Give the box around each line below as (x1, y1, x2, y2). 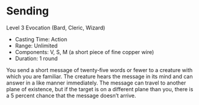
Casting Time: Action (14, 35, 68, 43)
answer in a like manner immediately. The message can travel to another (6, 79, 186, 86)
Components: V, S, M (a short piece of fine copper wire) (14, 48, 154, 55)
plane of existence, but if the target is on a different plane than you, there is (6, 85, 194, 92)
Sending (6, 4, 49, 18)
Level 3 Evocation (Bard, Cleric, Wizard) (6, 24, 106, 31)
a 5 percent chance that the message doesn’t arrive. (6, 92, 137, 99)
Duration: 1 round (14, 55, 58, 62)
